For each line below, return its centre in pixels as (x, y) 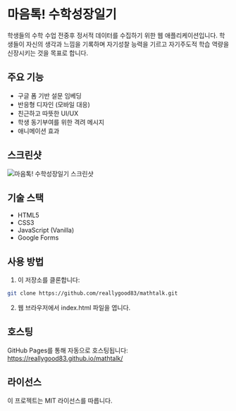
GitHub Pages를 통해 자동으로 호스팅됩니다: (68, 350)
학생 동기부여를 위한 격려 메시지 (61, 122)
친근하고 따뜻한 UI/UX (48, 113)
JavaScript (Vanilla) (46, 231)
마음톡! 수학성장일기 (62, 14)
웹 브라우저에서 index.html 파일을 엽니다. (74, 308)
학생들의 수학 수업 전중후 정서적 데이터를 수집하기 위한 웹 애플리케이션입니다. (113, 35)
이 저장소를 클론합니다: (49, 280)
